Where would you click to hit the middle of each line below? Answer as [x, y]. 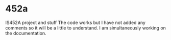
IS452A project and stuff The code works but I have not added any [75, 22]
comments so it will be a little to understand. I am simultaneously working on [86, 27]
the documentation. [26, 33]
